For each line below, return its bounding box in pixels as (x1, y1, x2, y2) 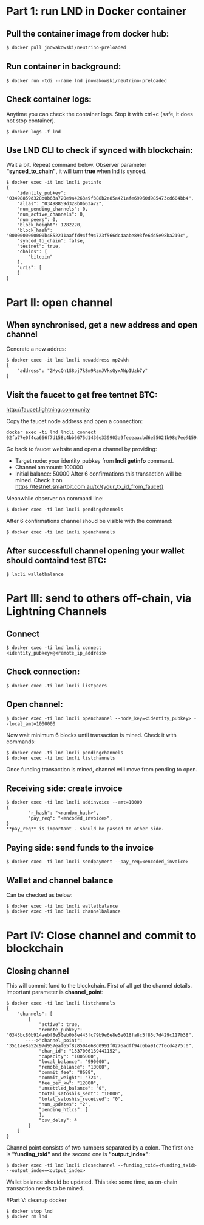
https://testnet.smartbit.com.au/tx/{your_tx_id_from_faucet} (15, 483, 164, 491)
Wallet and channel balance (6, 875, 114, 885)
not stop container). (6, 117, 56, 124)
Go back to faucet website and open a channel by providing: (6, 446, 157, 453)
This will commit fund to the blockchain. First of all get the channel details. (6, 982, 192, 989)
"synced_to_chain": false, (17, 238, 86, 244)
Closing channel (6, 966, 69, 976)
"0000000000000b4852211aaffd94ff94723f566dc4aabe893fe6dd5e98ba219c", (6, 233, 189, 239)
